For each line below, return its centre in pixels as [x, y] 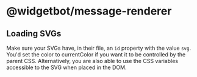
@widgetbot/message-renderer [89, 11]
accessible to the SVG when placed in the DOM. [66, 67]
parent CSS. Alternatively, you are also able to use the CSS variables [92, 61]
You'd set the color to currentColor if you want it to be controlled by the [96, 55]
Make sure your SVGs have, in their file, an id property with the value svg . [99, 48]
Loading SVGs [34, 34]
